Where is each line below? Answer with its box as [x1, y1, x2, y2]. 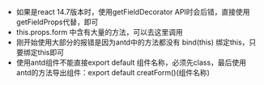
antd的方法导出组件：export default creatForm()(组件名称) [15, 68, 211, 77]
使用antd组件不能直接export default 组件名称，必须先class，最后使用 [15, 57, 247, 67]
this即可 [37, 48, 65, 57]
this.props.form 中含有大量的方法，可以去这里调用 [15, 28, 184, 36]
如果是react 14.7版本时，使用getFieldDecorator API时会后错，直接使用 [15, 7, 250, 16]
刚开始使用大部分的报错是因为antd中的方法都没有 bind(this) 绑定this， [15, 37, 249, 47]
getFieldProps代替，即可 [15, 17, 99, 27]
